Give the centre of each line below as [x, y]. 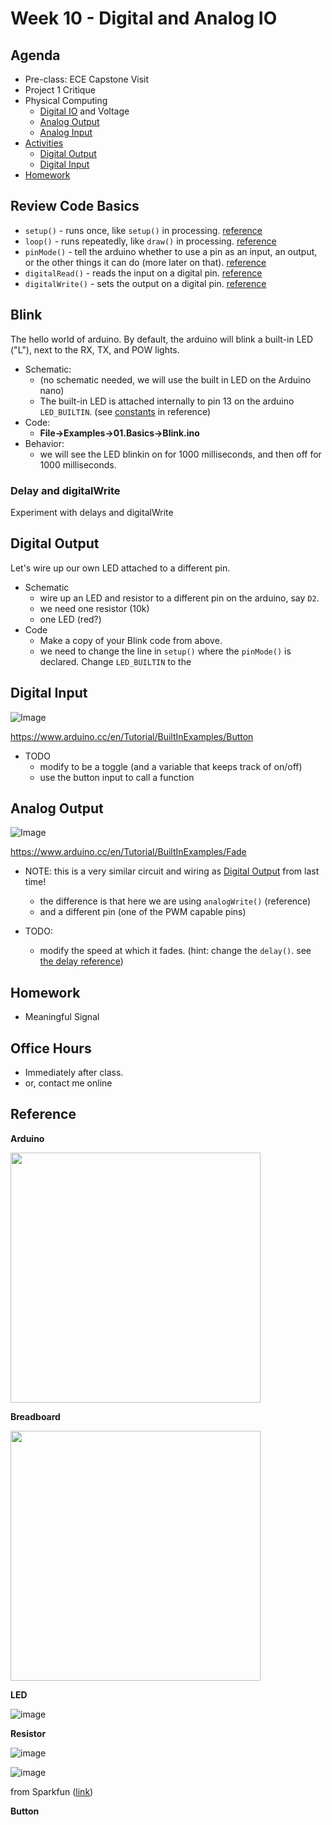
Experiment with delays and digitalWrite [92, 512]
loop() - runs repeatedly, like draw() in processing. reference [150, 241]
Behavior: [44, 443]
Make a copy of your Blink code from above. [131, 640]
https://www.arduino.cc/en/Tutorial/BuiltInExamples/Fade [128, 852]
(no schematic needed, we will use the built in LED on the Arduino [175, 379]
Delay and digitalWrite [65, 490]
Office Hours [51, 1048]
